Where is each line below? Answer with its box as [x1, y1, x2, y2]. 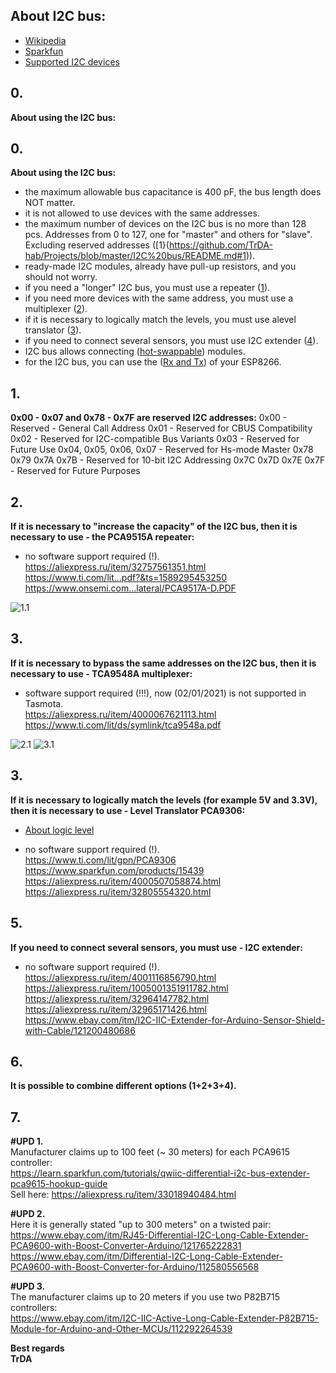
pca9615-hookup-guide [10, 1178, 108, 1190]
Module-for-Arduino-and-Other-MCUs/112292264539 [10, 1323, 233, 1335]
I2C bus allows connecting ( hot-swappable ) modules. [24, 345, 246, 358]
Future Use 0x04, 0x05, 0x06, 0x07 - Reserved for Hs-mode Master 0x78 [10, 444, 314, 456]
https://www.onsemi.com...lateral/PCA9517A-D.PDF [24, 582, 237, 594]
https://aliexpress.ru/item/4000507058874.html [24, 875, 222, 887]
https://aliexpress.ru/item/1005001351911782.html [24, 982, 229, 994]
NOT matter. [24, 197, 76, 209]
